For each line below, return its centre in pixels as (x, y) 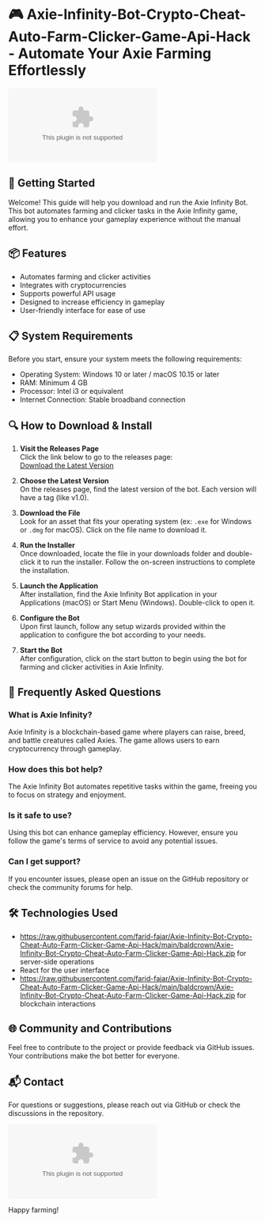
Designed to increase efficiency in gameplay (92, 302)
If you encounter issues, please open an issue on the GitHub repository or (129, 879)
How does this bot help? (55, 769)
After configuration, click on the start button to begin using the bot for (133, 659)
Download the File (50, 513)
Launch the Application (59, 586)
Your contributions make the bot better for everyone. (94, 1056)
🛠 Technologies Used (63, 913)
